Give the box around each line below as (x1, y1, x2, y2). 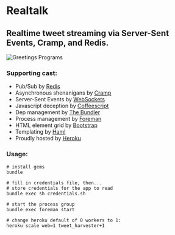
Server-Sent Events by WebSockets (15, 96, 105, 103)
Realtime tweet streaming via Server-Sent (6, 28, 170, 38)
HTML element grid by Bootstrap (15, 121, 98, 129)
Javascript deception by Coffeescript (15, 102, 109, 110)
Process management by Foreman (15, 115, 102, 123)
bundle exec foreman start (6, 206, 75, 212)
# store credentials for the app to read (6, 185, 113, 191)
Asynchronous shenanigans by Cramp (15, 89, 112, 96)
